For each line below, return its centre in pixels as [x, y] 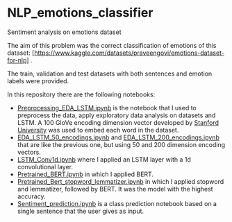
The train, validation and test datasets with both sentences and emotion [110, 74]
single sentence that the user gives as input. [81, 211]
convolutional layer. [45, 166]
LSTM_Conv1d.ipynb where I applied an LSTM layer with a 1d [104, 159]
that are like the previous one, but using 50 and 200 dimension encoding [121, 144]
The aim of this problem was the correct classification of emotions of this [112, 45]
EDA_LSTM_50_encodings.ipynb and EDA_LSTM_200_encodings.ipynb [118, 137]
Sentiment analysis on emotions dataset [64, 32]
